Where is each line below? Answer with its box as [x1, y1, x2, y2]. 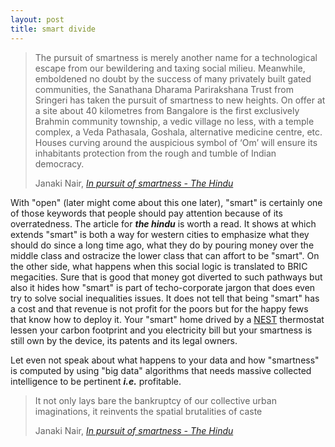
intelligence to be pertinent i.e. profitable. [10, 375, 182, 387]
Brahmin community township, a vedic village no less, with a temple [34, 115, 315, 127]
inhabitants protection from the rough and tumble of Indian [34, 147, 277, 159]
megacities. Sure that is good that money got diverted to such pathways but [10, 271, 323, 283]
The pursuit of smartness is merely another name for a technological [34, 51, 318, 63]
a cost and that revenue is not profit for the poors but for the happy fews [10, 302, 309, 315]
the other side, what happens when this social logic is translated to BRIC [10, 260, 308, 272]
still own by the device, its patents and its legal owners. [10, 334, 238, 346]
